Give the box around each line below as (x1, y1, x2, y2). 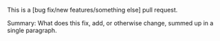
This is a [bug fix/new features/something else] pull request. (7, 6, 178, 14)
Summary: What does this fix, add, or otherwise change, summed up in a (7, 19, 214, 27)
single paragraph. (7, 27, 57, 34)
